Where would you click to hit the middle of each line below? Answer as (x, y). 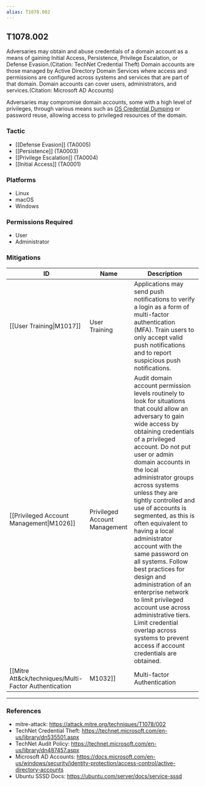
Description (165, 273)
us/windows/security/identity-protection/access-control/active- (95, 763)
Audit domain (153, 378)
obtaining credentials (164, 431)
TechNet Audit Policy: (42, 743)
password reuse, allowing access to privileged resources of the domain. (97, 115)
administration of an (163, 584)
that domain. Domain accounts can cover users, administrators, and (92, 84)
